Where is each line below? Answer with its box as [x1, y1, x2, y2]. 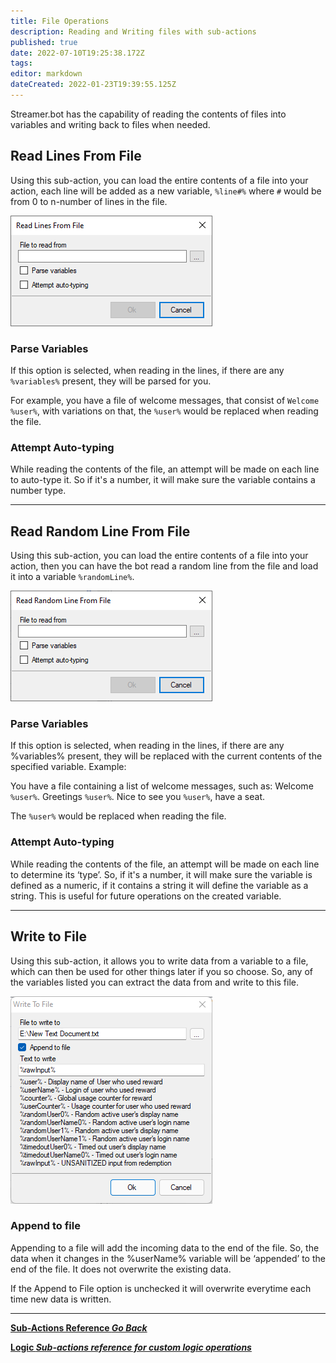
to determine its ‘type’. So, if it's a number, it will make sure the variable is [10, 868, 313, 880]
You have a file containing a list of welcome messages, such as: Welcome [10, 780, 314, 792]
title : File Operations [10, 16, 110, 26]
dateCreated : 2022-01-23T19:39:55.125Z [10, 80, 177, 90]
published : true [10, 37, 78, 47]
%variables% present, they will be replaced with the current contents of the [10, 750, 323, 762]
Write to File [10, 928, 87, 945]
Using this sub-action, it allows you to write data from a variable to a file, [10, 955, 309, 967]
